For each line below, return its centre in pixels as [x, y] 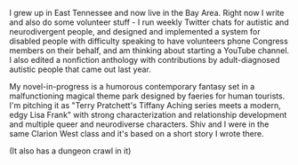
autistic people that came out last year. [80, 69]
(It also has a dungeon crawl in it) [70, 151]
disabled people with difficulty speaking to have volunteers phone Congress [149, 41]
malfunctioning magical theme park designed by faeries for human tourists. [147, 96]
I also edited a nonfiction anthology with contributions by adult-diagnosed [145, 60]
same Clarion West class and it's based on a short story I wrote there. [137, 134]
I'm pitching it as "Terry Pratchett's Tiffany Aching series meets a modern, [145, 105]
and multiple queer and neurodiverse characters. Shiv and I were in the [139, 124]
